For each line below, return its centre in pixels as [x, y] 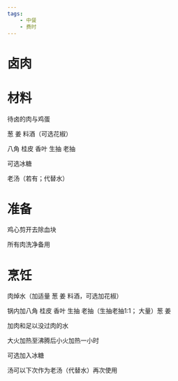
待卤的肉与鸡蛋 [29, 119]
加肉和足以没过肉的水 [38, 326]
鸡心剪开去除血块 [32, 230]
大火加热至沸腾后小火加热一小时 [53, 340]
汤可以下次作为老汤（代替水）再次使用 [62, 371]
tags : [15, 14]
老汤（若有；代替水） [38, 178]
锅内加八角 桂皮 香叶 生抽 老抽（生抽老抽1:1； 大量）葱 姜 [89, 311]
